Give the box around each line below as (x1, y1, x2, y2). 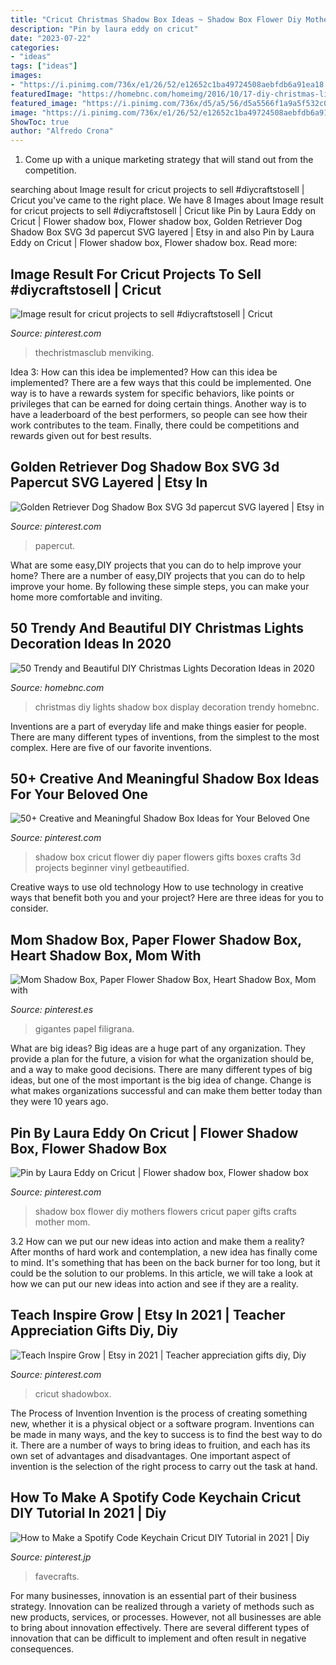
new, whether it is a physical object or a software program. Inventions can (10, 1417, 315, 1430)
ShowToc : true (10, 117, 70, 127)
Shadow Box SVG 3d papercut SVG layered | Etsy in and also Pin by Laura (10, 226, 315, 238)
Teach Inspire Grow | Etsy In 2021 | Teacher (10, 1307, 286, 1324)
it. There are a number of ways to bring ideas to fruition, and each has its (10, 1439, 311, 1451)
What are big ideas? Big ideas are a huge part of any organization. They (10, 1042, 306, 1055)
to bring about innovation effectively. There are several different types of (10, 1621, 310, 1633)
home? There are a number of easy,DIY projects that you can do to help (10, 569, 306, 581)
